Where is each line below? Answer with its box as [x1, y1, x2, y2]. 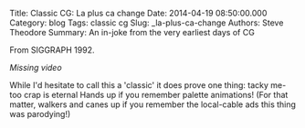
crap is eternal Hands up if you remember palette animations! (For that [24, 90, 289, 100]
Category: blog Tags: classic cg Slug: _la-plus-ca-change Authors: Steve [9, 17, 284, 28]
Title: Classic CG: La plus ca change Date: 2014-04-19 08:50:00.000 [9, 8, 268, 18]
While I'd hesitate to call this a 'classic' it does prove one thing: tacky [9, 80, 269, 90]
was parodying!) [9, 109, 71, 119]
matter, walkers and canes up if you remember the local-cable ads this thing [9, 99, 297, 110]
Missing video [9, 63, 62, 73]
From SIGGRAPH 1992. [9, 44, 95, 55]
